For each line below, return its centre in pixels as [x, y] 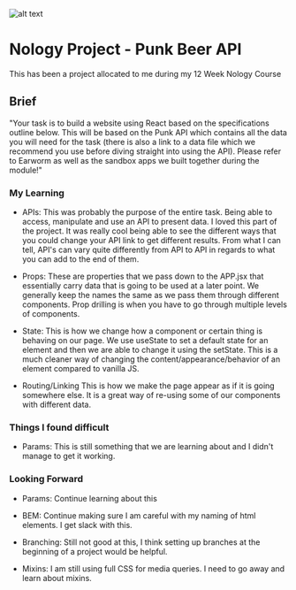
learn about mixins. [57, 578]
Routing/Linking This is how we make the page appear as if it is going [148, 386]
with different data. [56, 405]
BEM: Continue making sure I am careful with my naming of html [139, 515]
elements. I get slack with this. [77, 525]
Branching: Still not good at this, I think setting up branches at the [141, 542]
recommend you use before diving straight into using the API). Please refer [145, 151]
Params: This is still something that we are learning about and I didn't [148, 447]
